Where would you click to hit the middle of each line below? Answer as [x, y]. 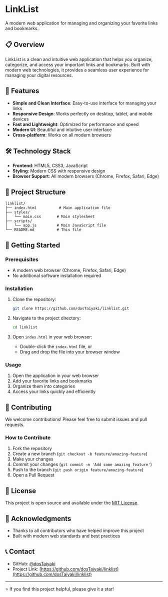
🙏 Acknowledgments [38, 518]
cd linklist [25, 327]
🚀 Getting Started [33, 245]
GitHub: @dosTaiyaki [34, 563]
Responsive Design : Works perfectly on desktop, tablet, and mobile [82, 113]
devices [20, 119]
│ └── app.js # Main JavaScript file [56, 225]
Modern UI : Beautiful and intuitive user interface [62, 129]
